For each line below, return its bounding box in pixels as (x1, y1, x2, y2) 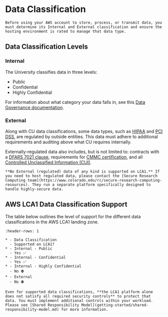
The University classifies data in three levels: (5, 69, 97, 75)
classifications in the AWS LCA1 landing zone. (5, 219, 99, 225)
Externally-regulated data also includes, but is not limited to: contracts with (5, 148, 159, 154)
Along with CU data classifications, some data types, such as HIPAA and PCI (5, 128, 163, 134)
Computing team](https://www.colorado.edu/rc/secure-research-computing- (5, 178, 162, 183)
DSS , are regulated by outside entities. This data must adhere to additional (5, 133, 158, 139)
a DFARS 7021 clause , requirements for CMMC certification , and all (5, 154, 143, 160)
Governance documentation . (5, 104, 64, 110)
